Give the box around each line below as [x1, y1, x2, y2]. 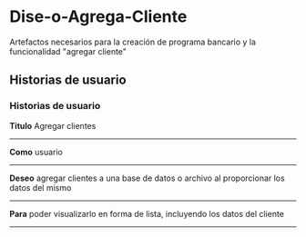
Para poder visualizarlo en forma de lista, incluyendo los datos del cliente [9, 208, 285, 219]
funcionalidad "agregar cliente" [9, 45, 127, 56]
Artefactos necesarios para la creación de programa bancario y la [9, 36, 257, 47]
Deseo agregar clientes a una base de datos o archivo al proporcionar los [9, 173, 285, 183]
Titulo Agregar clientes [9, 120, 97, 131]
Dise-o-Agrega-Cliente [9, 6, 188, 27]
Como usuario [9, 146, 64, 157]
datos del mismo [9, 182, 72, 193]
